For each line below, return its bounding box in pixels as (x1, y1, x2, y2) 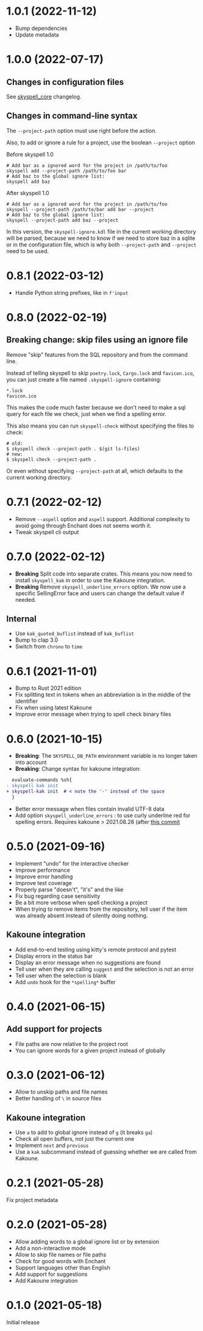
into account (15, 758, 47, 766)
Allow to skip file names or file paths (15, 1251, 107, 1258)
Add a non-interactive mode (15, 1245, 87, 1252)
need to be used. (6, 247, 49, 254)
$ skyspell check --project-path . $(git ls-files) (6, 445, 140, 452)
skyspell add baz (6, 179, 51, 185)
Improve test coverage (15, 879, 72, 886)
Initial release (6, 1319, 40, 1326)
